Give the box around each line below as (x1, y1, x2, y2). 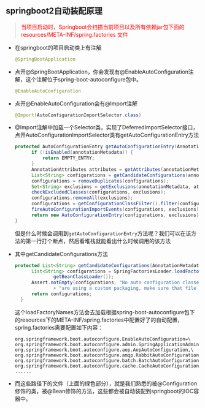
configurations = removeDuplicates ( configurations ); (31, 178, 169, 184)
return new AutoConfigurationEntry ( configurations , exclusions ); (31, 212, 202, 218)
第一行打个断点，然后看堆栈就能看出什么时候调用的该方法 (25, 237, 171, 244)
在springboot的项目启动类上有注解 (14, 43, 102, 51)
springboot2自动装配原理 (6, 6, 102, 17)
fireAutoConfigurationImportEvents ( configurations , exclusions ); (31, 206, 202, 213)
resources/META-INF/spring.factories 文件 (20, 31, 128, 38)
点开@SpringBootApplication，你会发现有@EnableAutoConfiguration (14, 68, 188, 75)
